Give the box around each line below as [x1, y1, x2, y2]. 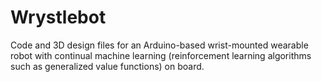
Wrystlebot [10, 6, 107, 29]
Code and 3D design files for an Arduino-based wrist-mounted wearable [10, 39, 309, 51]
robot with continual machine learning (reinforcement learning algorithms [10, 49, 312, 61]
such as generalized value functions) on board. [10, 60, 205, 72]
